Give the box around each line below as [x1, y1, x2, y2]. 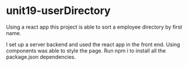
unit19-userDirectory [6, 4, 111, 18]
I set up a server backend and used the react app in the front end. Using [6, 41, 180, 48]
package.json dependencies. [6, 53, 76, 60]
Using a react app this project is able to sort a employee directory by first [6, 23, 183, 30]
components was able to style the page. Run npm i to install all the [6, 47, 166, 54]
